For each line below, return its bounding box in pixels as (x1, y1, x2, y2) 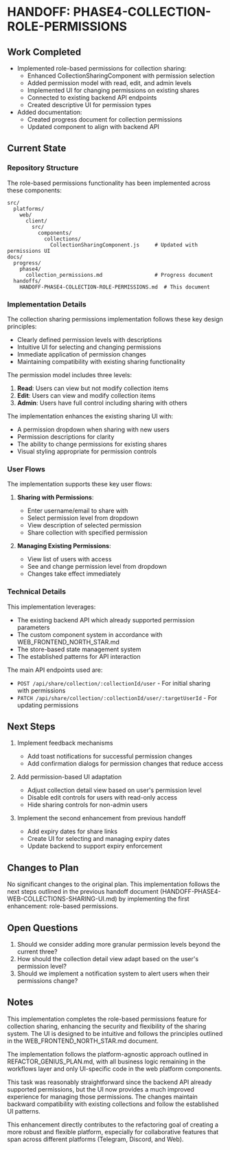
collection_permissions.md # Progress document (25, 271, 214, 278)
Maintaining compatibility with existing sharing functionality (16, 357, 185, 365)
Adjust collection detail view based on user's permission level (27, 786, 202, 794)
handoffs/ (13, 278, 41, 284)
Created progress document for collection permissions (27, 115, 183, 124)
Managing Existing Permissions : (16, 542, 111, 550)
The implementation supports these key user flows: (7, 480, 152, 488)
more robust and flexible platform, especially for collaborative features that (7, 1127, 219, 1136)
